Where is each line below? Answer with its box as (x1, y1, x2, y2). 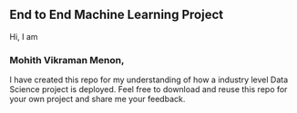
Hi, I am (9, 31, 38, 42)
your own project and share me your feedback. (9, 94, 186, 105)
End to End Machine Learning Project (9, 7, 224, 23)
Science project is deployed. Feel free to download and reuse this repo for (9, 84, 288, 95)
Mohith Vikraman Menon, (9, 53, 125, 66)
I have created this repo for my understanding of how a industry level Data (9, 74, 289, 85)
